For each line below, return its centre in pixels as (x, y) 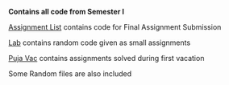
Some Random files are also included (70, 74)
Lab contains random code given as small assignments (100, 42)
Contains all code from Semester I (67, 12)
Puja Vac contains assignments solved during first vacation (106, 58)
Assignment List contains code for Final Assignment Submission (115, 27)
